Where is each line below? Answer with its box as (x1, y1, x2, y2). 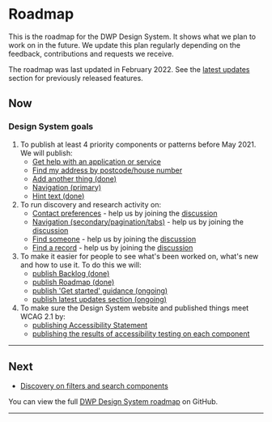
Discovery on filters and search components (19, 382, 168, 391)
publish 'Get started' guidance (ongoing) (32, 285, 168, 296)
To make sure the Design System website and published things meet (19, 303, 249, 313)
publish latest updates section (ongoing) (32, 294, 168, 304)
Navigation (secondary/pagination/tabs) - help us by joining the (32, 216, 244, 227)
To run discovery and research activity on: (19, 199, 162, 209)
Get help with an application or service (32, 156, 162, 166)
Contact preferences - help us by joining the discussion (32, 208, 218, 218)
